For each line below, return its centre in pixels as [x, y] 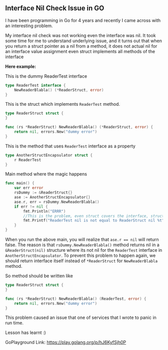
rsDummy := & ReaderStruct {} [43, 193]
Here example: [21, 66]
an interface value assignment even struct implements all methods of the [80, 51]
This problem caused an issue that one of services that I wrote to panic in [81, 317]
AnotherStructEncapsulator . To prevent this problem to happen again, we [80, 256]
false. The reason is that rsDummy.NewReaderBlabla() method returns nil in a [82, 245]
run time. [14, 323]
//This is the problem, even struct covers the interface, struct [94, 216]
